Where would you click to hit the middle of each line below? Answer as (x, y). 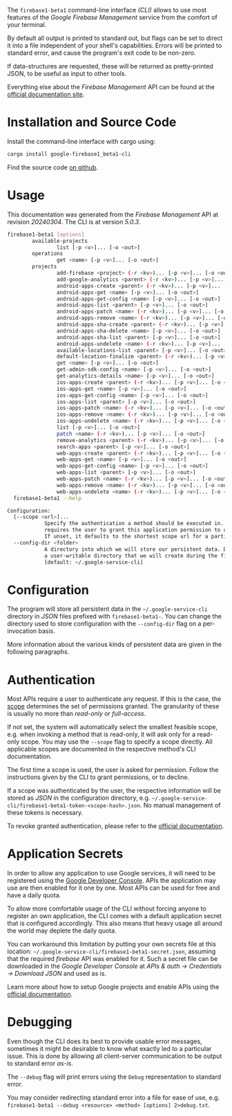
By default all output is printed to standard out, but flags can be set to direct (115, 38)
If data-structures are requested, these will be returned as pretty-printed (110, 66)
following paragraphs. (38, 652)
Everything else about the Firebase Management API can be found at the (111, 87)
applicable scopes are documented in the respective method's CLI (101, 749)
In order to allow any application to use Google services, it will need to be (112, 873)
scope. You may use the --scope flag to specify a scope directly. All (116, 742)
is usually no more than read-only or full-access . (77, 714)
